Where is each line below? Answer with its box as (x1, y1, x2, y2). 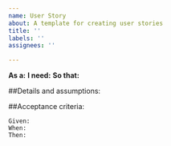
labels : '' (8, 34, 45, 43)
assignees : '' (8, 42, 56, 50)
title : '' (8, 26, 42, 34)
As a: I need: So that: (8, 71, 80, 80)
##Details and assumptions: (8, 86, 101, 96)
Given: (8, 117, 31, 125)
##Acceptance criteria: (8, 102, 85, 112)
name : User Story (8, 11, 67, 20)
